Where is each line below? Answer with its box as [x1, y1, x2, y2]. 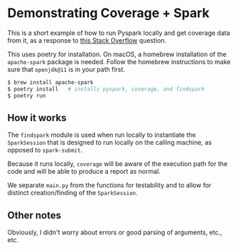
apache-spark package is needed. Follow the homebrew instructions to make [7, 57, 231, 66]
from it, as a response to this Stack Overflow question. [7, 36, 167, 44]
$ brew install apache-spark [7, 78, 94, 86]
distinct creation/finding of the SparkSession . [7, 189, 139, 197]
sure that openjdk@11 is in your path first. [7, 65, 126, 73]
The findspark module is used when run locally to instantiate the [7, 130, 197, 140]
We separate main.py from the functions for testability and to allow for [7, 181, 212, 189]
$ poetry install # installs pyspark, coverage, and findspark [7, 85, 205, 93]
